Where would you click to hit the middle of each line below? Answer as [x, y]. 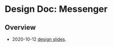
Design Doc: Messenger [56, 9]
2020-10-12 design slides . [39, 39]
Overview [20, 27]
